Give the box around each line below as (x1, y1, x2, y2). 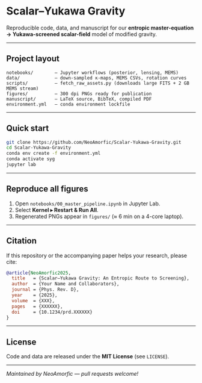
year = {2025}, (11, 292, 58, 299)
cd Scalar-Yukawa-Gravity (6, 145, 71, 151)
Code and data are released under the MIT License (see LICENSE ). (6, 353, 170, 360)
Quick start (6, 123, 49, 134)
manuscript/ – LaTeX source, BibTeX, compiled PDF (6, 96, 152, 102)
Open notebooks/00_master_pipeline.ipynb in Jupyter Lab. (14, 200, 161, 207)
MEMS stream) (6, 86, 39, 92)
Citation (6, 236, 37, 246)
